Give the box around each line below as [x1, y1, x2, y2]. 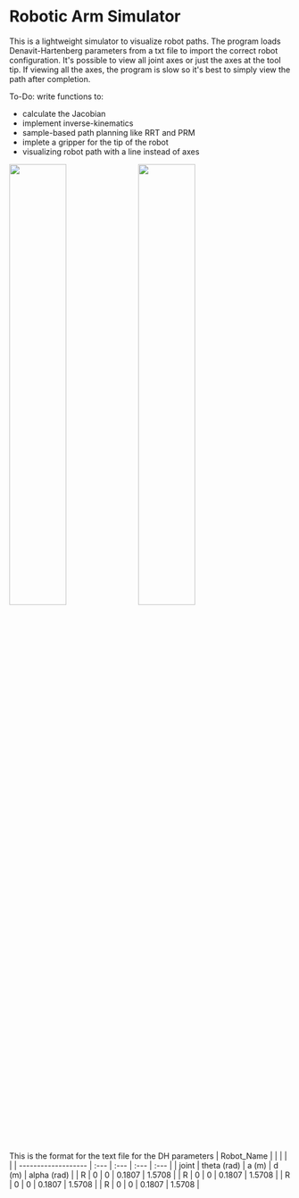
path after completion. [9, 73, 91, 84]
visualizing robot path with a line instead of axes [21, 146, 200, 157]
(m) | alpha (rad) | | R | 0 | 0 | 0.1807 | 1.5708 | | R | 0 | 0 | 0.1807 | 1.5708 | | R [9, 1169, 291, 1180]
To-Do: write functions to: [9, 91, 104, 102]
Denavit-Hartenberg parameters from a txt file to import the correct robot [9, 45, 278, 55]
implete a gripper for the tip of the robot [21, 137, 170, 147]
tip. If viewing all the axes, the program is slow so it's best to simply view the [9, 64, 291, 75]
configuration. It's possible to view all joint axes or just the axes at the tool [9, 54, 281, 65]
